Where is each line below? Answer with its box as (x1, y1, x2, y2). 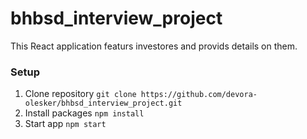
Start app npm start (24, 118, 107, 130)
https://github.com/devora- (140, 90, 258, 100)
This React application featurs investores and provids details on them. (10, 40, 298, 52)
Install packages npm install (24, 107, 145, 119)
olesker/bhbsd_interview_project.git (24, 98, 183, 109)
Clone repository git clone (24, 88, 137, 100)
